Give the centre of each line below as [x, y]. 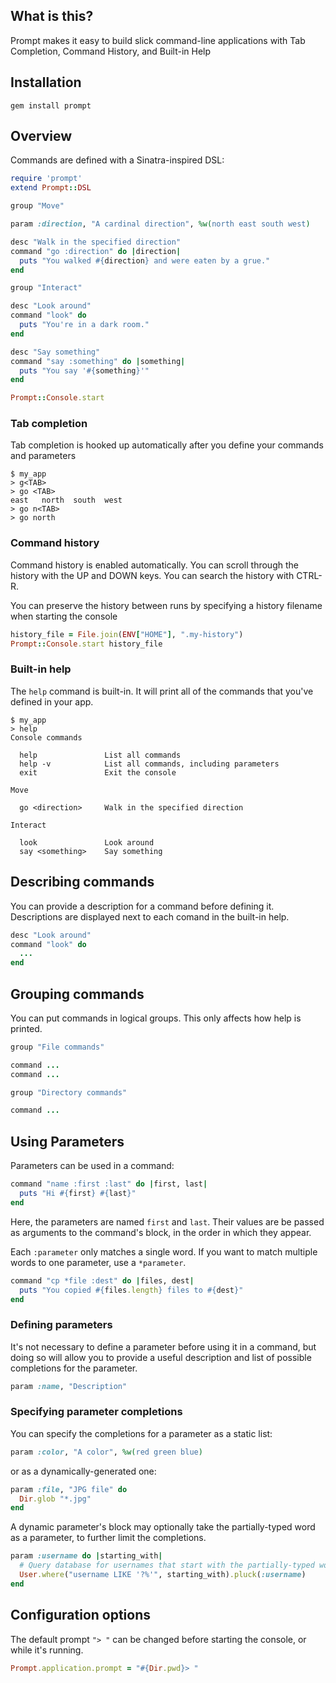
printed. [26, 1028]
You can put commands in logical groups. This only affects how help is [156, 1018]
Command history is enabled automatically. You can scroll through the [154, 565]
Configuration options [81, 1615]
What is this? [52, 16]
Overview [41, 136]
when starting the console [64, 616]
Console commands [46, 737]
